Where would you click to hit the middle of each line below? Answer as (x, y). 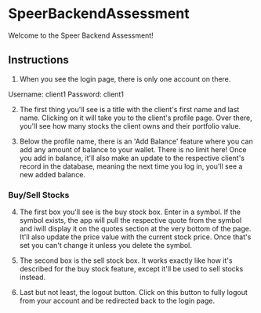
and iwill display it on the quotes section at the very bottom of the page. (135, 229)
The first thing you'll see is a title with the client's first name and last (129, 109)
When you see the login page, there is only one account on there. (125, 78)
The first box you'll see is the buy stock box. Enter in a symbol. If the (130, 212)
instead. (33, 277)
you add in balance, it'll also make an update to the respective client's (132, 158)
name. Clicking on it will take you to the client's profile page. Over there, (136, 118)
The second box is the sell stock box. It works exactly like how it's (126, 260)
